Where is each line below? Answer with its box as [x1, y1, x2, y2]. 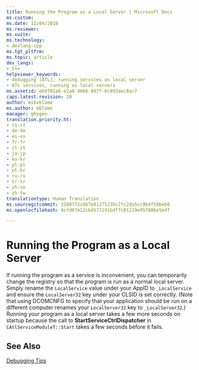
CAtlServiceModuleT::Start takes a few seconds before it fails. [6, 323, 164, 330]
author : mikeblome [6, 99, 53, 105]
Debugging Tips [6, 357, 47, 364]
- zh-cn [6, 184, 26, 190]
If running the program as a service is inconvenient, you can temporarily [6, 271, 187, 279]
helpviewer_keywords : [6, 71, 61, 77]
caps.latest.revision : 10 [6, 94, 72, 100]
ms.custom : [6, 15, 34, 21]
